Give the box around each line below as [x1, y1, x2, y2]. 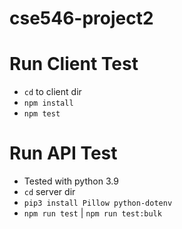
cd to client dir [23, 86, 82, 98]
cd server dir [23, 186, 76, 198]
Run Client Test [9, 53, 139, 76]
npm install [23, 98, 74, 109]
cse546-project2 [9, 7, 154, 30]
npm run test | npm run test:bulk [23, 207, 162, 219]
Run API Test [9, 142, 118, 165]
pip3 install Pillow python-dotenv [23, 198, 173, 209]
